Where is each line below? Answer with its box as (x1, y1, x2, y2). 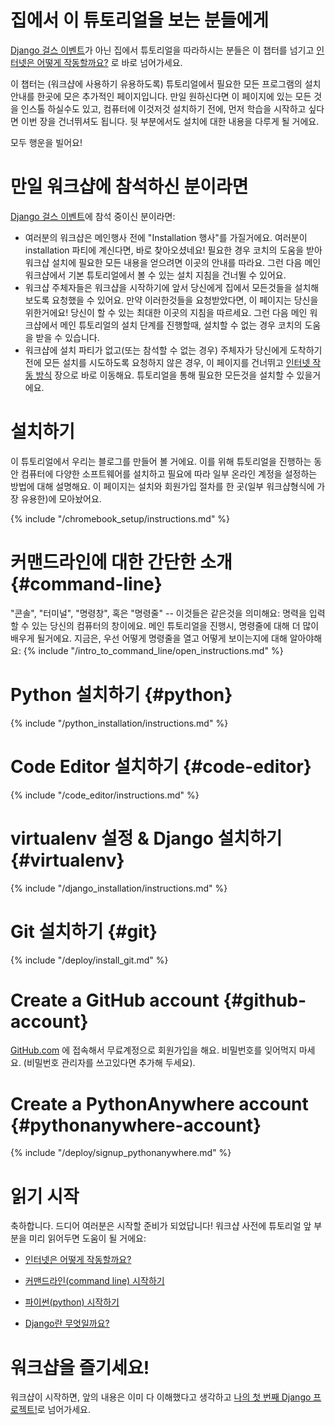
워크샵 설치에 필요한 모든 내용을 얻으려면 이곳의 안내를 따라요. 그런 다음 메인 (24, 256, 322, 268)
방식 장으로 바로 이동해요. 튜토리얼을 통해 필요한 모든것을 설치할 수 (35, 369, 295, 381)
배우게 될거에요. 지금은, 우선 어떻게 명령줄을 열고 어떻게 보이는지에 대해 (10, 632, 288, 644)
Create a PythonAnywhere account (10, 1092, 309, 1115)
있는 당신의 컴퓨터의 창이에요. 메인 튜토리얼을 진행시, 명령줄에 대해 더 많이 (31, 619, 320, 631)
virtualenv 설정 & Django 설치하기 (10, 827, 283, 850)
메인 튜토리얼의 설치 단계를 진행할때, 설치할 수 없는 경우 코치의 (59, 319, 303, 331)
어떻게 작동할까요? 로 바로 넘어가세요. (36, 56, 183, 68)
